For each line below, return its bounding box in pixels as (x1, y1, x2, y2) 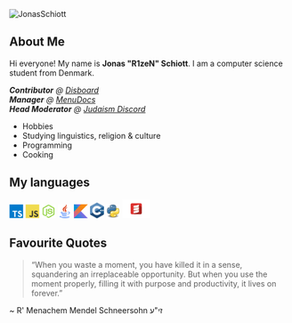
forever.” (30, 287, 63, 298)
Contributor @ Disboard (9, 85, 100, 95)
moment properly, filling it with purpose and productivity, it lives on (30, 278, 277, 288)
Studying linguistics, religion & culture (21, 130, 161, 141)
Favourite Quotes (9, 236, 108, 251)
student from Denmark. (9, 67, 95, 78)
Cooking (21, 149, 53, 159)
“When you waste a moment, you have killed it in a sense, (30, 259, 243, 270)
